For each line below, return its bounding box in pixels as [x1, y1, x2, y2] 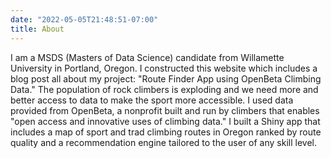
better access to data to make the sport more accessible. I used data [10, 94, 294, 106]
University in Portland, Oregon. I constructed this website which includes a [10, 62, 318, 74]
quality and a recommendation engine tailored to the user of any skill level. [10, 136, 317, 148]
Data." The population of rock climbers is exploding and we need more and [10, 83, 319, 95]
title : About [10, 24, 65, 34]
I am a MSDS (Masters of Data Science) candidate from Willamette [10, 51, 285, 63]
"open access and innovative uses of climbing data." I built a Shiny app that [10, 115, 321, 127]
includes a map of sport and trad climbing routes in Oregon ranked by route [10, 126, 322, 138]
